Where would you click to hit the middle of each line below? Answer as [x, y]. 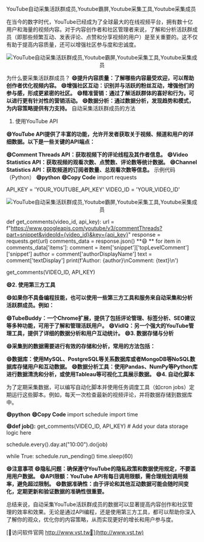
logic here [19, 432]
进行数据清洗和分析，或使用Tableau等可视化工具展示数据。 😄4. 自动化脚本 [100, 374]
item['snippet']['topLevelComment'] [144, 247]
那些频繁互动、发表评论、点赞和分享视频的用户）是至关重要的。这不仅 [110, 37]
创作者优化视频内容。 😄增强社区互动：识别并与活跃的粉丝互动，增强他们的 [100, 86]
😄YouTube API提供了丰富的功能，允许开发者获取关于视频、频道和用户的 [97, 134]
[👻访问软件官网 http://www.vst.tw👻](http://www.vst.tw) [75, 532]
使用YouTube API [36, 121]
